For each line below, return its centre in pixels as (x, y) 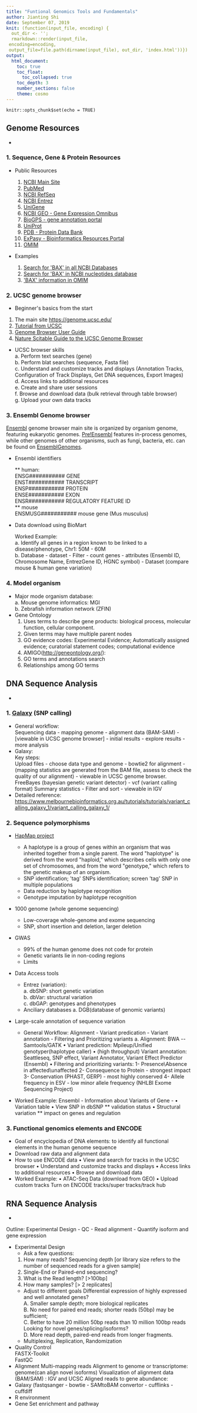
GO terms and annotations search (64, 659)
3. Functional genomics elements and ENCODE (74, 1129)
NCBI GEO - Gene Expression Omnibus (71, 213)
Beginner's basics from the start (54, 308)
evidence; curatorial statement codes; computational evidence (99, 646)
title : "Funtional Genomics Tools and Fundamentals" (72, 12)
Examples (26, 256)
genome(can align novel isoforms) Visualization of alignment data (94, 1372)
